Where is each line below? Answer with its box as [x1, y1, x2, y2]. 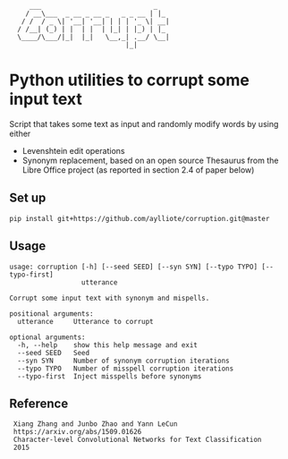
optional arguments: [9, 333, 87, 342]
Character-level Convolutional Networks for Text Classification [13, 436, 262, 445]
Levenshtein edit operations [21, 145, 125, 156]
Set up [9, 191, 47, 206]
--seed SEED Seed [17, 348, 90, 357]
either [9, 128, 31, 139]
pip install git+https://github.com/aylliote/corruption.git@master [9, 214, 270, 223]
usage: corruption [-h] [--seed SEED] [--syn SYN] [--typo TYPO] [9, 262, 258, 271]
